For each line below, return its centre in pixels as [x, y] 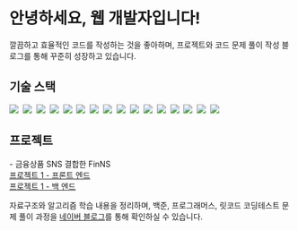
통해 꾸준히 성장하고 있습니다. [84, 55]
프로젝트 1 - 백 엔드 [43, 186]
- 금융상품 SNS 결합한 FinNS [60, 164]
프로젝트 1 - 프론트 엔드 [50, 175]
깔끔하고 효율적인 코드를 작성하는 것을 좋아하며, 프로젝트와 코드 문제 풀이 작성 [145, 45]
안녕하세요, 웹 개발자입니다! [105, 18]
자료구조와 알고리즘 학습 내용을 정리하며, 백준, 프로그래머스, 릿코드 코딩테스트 [145, 205]
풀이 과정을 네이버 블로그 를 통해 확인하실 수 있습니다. [111, 217]
